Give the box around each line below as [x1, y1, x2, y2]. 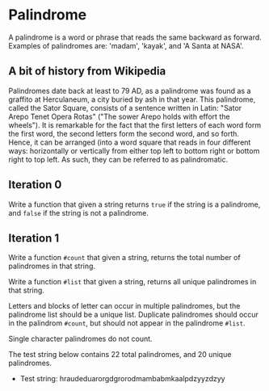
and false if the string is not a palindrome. [8, 208, 149, 217]
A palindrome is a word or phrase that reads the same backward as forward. [8, 32, 263, 42]
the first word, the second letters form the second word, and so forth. [8, 128, 240, 138]
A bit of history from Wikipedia [8, 65, 166, 78]
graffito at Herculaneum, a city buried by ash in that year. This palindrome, [8, 95, 256, 104]
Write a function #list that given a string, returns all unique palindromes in [8, 277, 257, 287]
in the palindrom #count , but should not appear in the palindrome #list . [8, 318, 246, 328]
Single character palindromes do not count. [8, 334, 153, 344]
